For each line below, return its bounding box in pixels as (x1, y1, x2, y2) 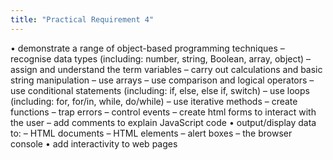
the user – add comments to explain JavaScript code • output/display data (10, 116, 317, 128)
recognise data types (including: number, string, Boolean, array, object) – (10, 52, 312, 65)
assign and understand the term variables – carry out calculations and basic (10, 63, 323, 75)
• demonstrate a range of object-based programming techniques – (10, 42, 285, 54)
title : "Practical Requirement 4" (10, 14, 155, 25)
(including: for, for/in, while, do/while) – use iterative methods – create (10, 95, 298, 107)
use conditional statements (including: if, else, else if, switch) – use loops (10, 84, 310, 96)
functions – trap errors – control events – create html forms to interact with (10, 106, 317, 118)
